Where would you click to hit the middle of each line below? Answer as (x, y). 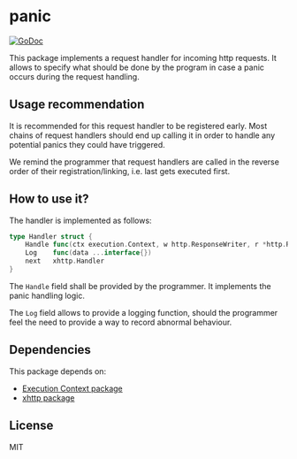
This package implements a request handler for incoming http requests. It (143, 57)
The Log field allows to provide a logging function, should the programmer (144, 312)
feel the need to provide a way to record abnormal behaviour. (121, 322)
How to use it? (49, 199)
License (31, 426)
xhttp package (48, 398)
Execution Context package (72, 388)
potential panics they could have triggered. (87, 144)
